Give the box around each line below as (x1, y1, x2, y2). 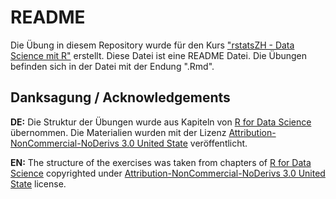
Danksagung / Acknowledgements (10, 89, 231, 106)
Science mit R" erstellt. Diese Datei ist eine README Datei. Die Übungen (10, 49, 308, 61)
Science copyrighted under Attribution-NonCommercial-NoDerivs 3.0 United (10, 167, 326, 179)
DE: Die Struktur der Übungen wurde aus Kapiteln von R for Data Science (10, 116, 312, 128)
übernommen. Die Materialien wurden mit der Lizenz (10, 126, 227, 138)
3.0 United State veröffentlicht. (121, 137, 248, 149)
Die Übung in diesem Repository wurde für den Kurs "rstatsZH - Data (10, 39, 295, 51)
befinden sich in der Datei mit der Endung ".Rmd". (10, 60, 215, 72)
